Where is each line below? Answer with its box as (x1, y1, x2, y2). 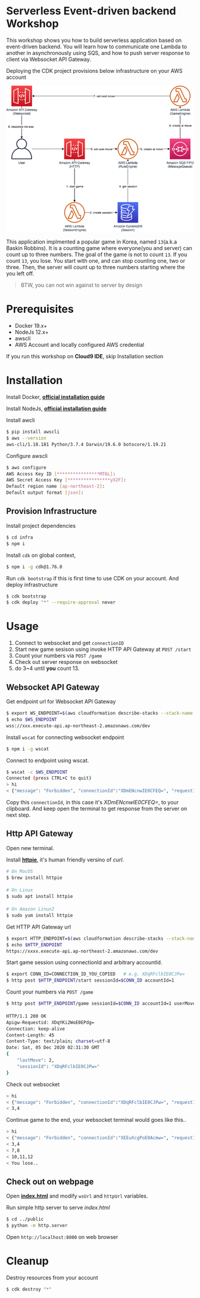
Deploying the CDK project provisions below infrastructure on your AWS (6, 67, 183, 74)
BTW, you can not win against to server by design (20, 282, 143, 289)
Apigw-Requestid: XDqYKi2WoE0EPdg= (6, 1019, 95, 1025)
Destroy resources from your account (6, 1274, 98, 1281)
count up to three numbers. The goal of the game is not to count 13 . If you (6, 251, 187, 258)
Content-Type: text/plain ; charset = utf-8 (6, 1038, 111, 1044)
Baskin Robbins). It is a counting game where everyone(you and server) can (6, 245, 192, 252)
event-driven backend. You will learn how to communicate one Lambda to (6, 43, 187, 50)
